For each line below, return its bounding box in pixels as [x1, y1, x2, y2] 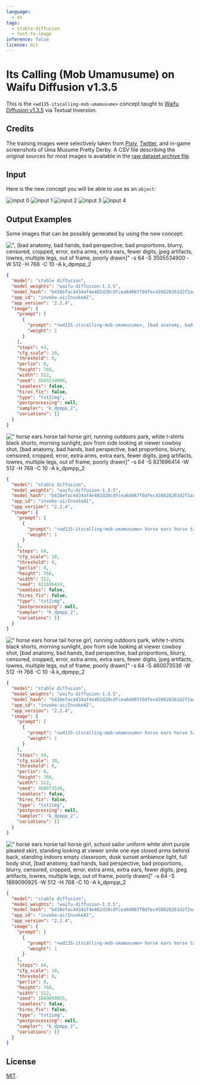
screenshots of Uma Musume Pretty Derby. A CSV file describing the [6, 146, 176, 153]
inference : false [6, 36, 49, 42]
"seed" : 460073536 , [17, 785, 65, 791]
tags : [6, 20, 20, 26]
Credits [6, 124, 35, 134]
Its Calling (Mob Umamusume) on [6, 68, 175, 81]
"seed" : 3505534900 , [17, 377, 68, 384]
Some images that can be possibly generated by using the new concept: [6, 230, 184, 238]
